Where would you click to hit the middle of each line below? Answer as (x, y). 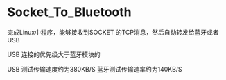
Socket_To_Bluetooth (69, 12)
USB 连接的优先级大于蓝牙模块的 (54, 54)
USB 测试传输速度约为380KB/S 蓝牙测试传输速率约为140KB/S (95, 69)
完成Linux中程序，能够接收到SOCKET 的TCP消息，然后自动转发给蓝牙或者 (113, 32)
